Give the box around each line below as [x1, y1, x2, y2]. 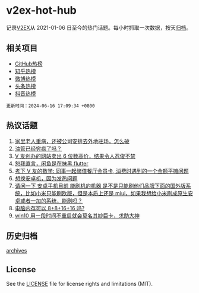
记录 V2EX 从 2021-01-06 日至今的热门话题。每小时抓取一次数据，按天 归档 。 [6, 24, 192, 31]
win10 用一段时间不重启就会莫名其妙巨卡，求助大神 [14, 212, 140, 219]
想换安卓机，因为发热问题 [14, 174, 78, 182]
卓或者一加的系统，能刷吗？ [14, 197, 83, 204]
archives [6, 247, 27, 254]
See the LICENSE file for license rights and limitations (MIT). [6, 280, 153, 288]
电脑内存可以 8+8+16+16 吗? [14, 204, 85, 211]
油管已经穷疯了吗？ [14, 145, 62, 152]
